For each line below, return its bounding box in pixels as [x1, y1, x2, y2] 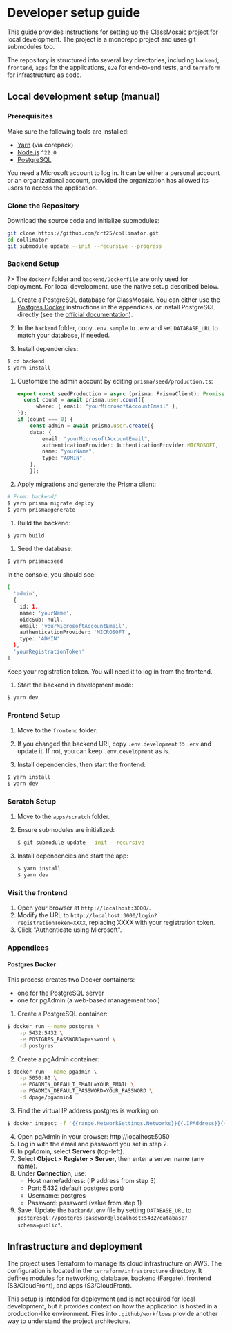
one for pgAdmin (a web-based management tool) [17, 996, 161, 1005]
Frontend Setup [7, 710, 61, 720]
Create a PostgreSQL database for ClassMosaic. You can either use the [17, 296, 221, 304]
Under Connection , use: [17, 1169, 87, 1178]
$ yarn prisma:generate [7, 506, 76, 513]
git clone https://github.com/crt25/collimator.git [7, 230, 159, 237]
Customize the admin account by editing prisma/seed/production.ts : [17, 377, 213, 385]
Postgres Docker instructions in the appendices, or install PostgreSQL [17, 303, 216, 311]
